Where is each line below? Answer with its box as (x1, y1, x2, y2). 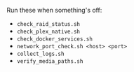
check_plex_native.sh (16, 28, 80, 35)
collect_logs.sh (16, 50, 65, 57)
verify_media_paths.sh (16, 58, 83, 65)
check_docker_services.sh (16, 36, 93, 43)
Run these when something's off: (6, 6, 102, 14)
